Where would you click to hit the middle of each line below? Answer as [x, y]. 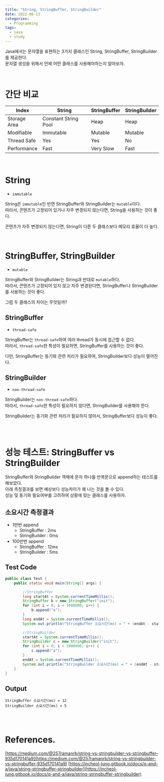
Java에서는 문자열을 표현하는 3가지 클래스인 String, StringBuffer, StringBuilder [81, 51]
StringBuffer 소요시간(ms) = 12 [36, 701]
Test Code [21, 567]
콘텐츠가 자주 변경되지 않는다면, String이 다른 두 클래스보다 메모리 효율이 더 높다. [82, 226]
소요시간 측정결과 [30, 512]
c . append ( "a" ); [47, 651]
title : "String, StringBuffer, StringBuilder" [53, 10]
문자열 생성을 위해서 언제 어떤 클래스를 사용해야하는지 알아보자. [65, 63]
